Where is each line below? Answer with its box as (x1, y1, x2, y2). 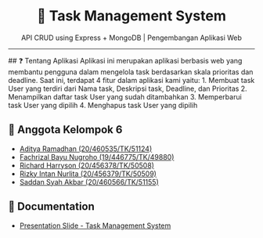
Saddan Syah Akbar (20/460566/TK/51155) (19, 177, 159, 186)
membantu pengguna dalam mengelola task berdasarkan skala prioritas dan (8, 67, 254, 77)
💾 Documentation (8, 200, 95, 214)
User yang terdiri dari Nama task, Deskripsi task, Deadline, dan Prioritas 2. (8, 84, 248, 93)
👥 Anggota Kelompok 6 (8, 123, 123, 136)
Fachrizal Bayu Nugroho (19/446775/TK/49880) (19, 152, 175, 161)
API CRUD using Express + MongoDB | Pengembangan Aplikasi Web (20, 33, 243, 42)
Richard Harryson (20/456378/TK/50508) (19, 160, 155, 170)
